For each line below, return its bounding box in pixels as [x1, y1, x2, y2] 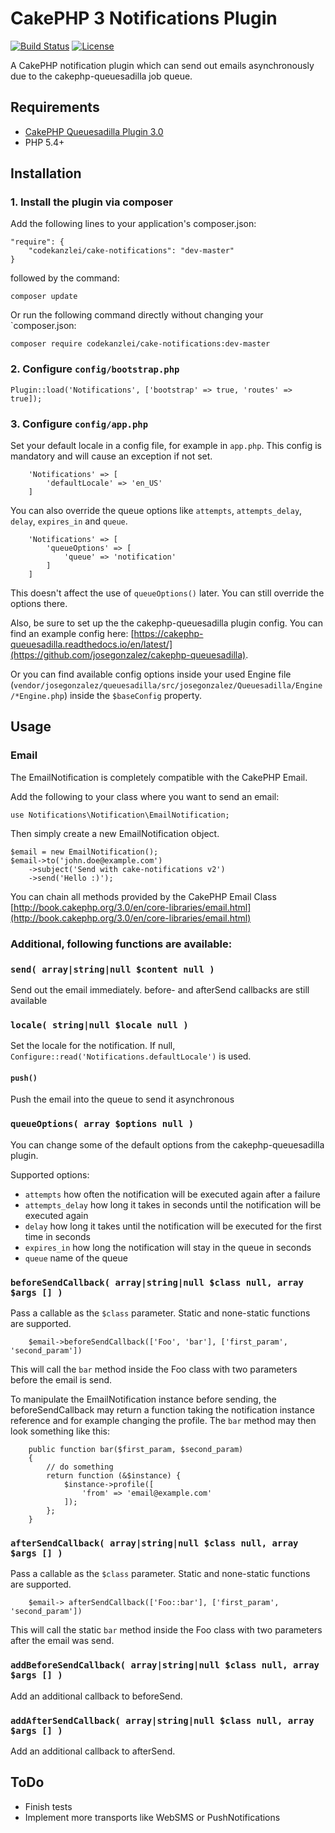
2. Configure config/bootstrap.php [10, 362, 180, 376]
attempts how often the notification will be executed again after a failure [24, 1188, 321, 1200]
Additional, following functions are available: [10, 937, 233, 951]
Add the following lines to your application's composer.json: [10, 218, 257, 230]
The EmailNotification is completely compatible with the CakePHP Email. [10, 771, 308, 783]
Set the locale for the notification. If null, [10, 1040, 176, 1052]
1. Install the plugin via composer [10, 195, 173, 209]
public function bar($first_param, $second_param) [28, 1445, 244, 1455]
